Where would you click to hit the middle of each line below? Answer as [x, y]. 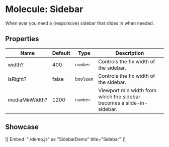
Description [130, 53]
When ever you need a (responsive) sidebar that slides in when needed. [80, 23]
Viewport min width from [127, 90]
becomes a [111, 103]
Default [61, 53]
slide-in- [137, 103]
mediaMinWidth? [28, 100]
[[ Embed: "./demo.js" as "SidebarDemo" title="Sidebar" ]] [65, 139]
